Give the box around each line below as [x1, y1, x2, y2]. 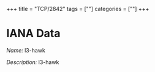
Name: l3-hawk [6, 46, 46, 54]
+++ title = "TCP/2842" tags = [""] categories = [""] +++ [6, 5, 149, 12]
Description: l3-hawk [6, 58, 59, 66]
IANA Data [6, 27, 61, 40]
